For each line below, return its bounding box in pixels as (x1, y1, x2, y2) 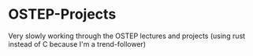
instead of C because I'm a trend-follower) (8, 39, 147, 48)
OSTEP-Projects (8, 5, 117, 23)
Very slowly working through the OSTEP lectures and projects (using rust (8, 31, 246, 40)
